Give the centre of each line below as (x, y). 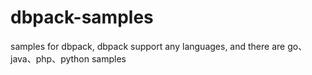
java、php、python (50, 58)
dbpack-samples (82, 17)
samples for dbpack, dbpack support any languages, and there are (148, 46)
